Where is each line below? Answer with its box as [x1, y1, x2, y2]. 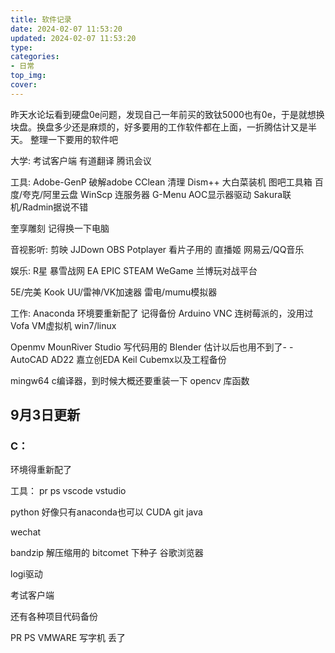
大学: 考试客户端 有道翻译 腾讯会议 [10, 154, 152, 166]
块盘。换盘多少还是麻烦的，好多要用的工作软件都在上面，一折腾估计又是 [10, 121, 308, 133]
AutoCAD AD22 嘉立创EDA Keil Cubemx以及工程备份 [10, 353, 227, 365]
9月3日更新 [10, 407, 81, 424]
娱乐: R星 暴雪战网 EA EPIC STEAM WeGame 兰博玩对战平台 [10, 264, 258, 276]
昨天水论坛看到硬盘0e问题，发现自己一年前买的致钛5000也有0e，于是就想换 [10, 108, 325, 120]
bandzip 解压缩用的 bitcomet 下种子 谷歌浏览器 [10, 547, 204, 559]
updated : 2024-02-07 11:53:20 [10, 33, 137, 43]
